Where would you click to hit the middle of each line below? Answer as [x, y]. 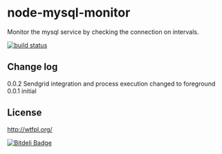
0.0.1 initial [22, 90]
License [25, 113]
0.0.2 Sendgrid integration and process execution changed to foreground [111, 84]
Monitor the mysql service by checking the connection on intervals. [103, 32]
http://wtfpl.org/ [30, 129]
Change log [33, 67]
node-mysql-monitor [69, 13]
